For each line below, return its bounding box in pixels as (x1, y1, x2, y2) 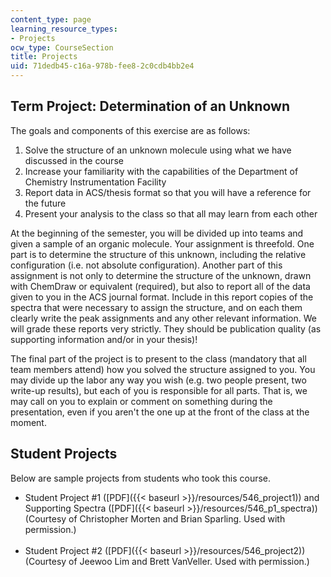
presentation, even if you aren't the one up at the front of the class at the (10, 406, 310, 418)
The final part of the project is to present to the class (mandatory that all (10, 352, 307, 365)
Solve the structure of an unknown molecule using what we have (24, 144, 292, 156)
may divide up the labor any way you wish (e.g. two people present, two (10, 374, 307, 386)
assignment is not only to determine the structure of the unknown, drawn (10, 269, 312, 281)
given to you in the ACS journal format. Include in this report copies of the (10, 291, 314, 303)
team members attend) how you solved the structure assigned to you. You (10, 363, 316, 375)
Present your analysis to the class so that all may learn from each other (24, 207, 318, 220)
